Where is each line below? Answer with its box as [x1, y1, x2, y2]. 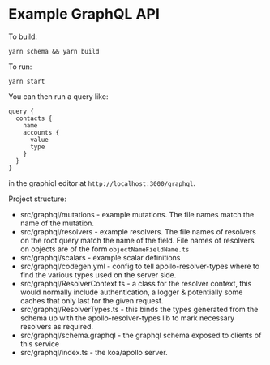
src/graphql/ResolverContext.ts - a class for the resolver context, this [19, 278, 252, 288]
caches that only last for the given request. [19, 295, 164, 305]
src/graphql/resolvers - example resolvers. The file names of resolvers [19, 226, 257, 236]
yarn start [8, 77, 45, 85]
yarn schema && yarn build [8, 47, 100, 55]
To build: [8, 32, 38, 41]
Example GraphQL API [8, 5, 161, 24]
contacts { [15, 114, 53, 122]
